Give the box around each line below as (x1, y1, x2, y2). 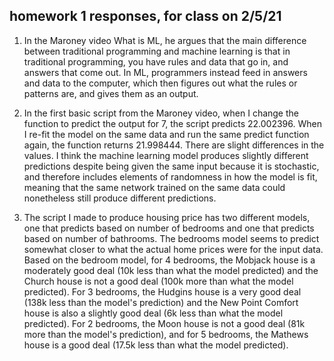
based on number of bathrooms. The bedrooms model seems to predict (23, 232, 320, 244)
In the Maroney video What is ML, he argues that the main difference (23, 34, 307, 46)
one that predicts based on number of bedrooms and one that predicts (23, 222, 315, 234)
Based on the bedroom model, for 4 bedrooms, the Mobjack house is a (23, 254, 316, 266)
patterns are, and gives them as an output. (23, 87, 199, 99)
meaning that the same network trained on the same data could (23, 181, 286, 193)
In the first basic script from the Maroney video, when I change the (23, 107, 299, 119)
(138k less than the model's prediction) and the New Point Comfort (23, 296, 299, 308)
